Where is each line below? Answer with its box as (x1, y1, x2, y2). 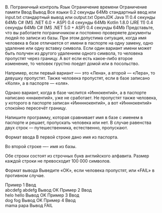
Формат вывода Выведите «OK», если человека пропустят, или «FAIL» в (5, 167, 155, 173)
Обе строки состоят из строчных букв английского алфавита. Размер (5, 153, 149, 159)
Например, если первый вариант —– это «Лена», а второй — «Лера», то (5, 70, 156, 76)
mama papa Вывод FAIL (5, 203, 53, 208)
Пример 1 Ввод (5, 182, 36, 188)
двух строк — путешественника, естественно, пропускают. (5, 125, 128, 130)
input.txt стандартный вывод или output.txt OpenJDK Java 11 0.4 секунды (5, 15, 156, 20)
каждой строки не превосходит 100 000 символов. (5, 158, 111, 164)
